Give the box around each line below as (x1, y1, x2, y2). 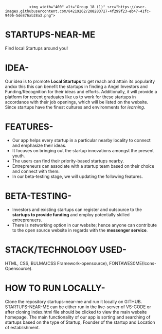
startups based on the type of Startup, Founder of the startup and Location (5, 319, 156, 325)
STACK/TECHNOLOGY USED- (5, 244, 127, 255)
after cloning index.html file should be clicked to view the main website (5, 309, 147, 315)
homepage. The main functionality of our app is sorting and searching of (5, 314, 151, 320)
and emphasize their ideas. (12, 142, 67, 148)
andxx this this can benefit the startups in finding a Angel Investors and (5, 83, 148, 89)
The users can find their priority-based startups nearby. (12, 158, 124, 164)
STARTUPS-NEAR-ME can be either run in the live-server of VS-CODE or (5, 304, 151, 310)
